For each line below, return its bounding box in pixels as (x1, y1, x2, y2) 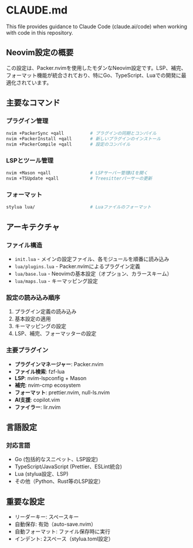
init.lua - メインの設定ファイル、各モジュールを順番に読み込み (14, 255, 170, 262)
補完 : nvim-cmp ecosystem (14, 381, 81, 388)
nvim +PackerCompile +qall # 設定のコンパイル (6, 141, 131, 147)
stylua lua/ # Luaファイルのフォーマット (6, 204, 151, 210)
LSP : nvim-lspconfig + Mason (14, 374, 87, 381)
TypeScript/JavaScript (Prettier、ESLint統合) (14, 463, 122, 470)
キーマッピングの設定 (14, 323, 66, 330)
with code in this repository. (6, 29, 73, 36)
